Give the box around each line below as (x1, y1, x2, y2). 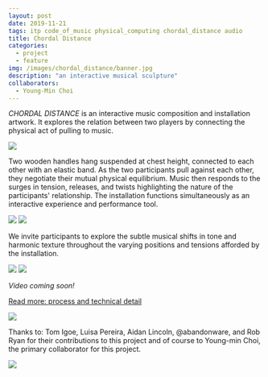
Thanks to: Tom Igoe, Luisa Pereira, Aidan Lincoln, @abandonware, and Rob (8, 327, 260, 337)
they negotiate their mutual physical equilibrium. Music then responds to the (8, 174, 261, 184)
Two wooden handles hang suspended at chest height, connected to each (8, 156, 255, 166)
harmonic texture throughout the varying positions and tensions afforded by (8, 240, 260, 250)
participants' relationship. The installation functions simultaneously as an (8, 191, 250, 201)
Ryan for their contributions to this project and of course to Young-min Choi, (8, 336, 262, 346)
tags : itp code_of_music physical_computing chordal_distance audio (8, 27, 243, 35)
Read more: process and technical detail (8, 296, 142, 306)
